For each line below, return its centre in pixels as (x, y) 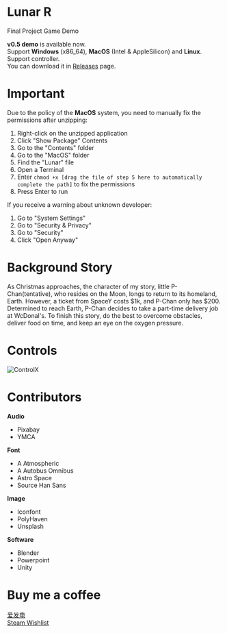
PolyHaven (32, 519)
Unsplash (30, 526)
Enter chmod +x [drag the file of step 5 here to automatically (110, 177)
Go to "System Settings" (51, 218)
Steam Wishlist (28, 622)
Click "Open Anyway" (48, 240)
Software (21, 539)
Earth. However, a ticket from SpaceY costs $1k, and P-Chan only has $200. (114, 301)
